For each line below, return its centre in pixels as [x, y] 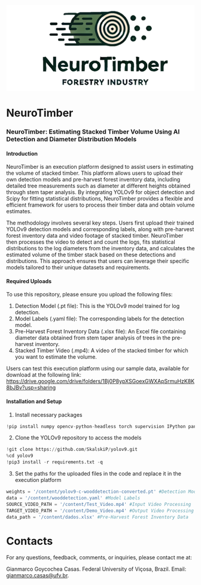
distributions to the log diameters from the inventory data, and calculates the [100, 248]
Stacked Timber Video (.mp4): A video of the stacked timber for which [101, 351]
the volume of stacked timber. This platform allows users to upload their [95, 173]
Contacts [30, 541]
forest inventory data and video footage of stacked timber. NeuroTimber [95, 236]
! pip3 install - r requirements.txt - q [54, 462]
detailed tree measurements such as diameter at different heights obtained [98, 186]
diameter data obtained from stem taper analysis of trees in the [92, 338]
